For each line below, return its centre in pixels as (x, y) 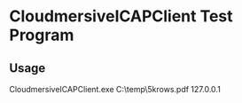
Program (42, 35)
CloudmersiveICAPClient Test (121, 16)
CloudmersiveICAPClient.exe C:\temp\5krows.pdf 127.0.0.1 (115, 89)
